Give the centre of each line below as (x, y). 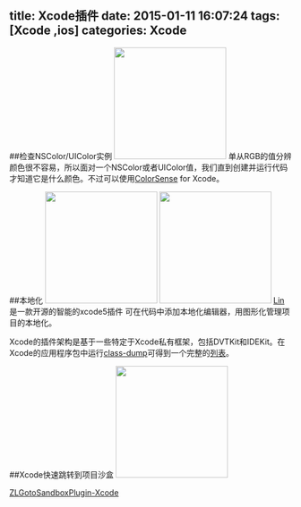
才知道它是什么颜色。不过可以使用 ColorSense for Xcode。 (117, 178)
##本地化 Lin (147, 300)
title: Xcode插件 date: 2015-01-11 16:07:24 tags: (145, 16)
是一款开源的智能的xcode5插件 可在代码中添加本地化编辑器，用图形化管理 (146, 311)
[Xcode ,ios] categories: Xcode (98, 31)
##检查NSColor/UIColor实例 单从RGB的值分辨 (150, 156)
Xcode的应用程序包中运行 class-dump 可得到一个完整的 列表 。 (122, 352)
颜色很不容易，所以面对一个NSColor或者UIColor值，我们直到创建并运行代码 (149, 167)
